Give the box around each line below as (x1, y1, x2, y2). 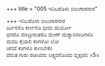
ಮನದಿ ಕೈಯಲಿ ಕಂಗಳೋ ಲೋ (6, 38, 59, 45)
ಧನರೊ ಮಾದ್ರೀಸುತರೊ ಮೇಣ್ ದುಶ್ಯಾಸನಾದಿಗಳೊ (6, 31, 93, 38)
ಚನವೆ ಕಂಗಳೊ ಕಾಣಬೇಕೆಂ (6, 45, 53, 51)
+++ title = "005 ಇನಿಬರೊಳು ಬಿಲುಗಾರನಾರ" (6, 5, 98, 12)
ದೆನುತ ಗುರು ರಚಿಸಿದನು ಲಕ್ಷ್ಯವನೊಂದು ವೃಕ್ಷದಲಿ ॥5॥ (6, 51, 100, 58)
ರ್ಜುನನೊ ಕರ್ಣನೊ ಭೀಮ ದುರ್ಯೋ (6, 24, 72, 31)
